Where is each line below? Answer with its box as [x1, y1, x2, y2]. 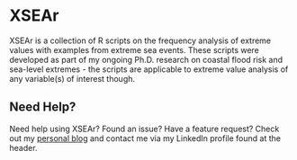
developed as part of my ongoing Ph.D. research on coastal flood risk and [9, 54, 283, 65]
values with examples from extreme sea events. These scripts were [9, 44, 259, 55]
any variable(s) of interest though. [9, 73, 136, 84]
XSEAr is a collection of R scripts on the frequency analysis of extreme [9, 35, 272, 46]
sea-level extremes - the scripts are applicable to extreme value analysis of [9, 64, 289, 75]
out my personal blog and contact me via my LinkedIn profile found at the [9, 132, 282, 144]
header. [9, 142, 38, 153]
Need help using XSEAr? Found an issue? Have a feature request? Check [9, 123, 280, 134]
